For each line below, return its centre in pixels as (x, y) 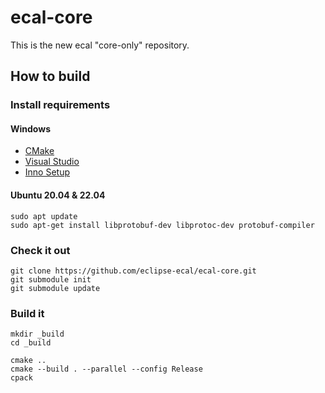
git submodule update (55, 288)
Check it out (40, 250)
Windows (30, 128)
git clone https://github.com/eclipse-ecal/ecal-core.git (133, 271)
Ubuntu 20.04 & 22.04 (58, 195)
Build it (27, 313)
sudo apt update (44, 216)
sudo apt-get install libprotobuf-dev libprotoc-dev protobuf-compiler (162, 225)
